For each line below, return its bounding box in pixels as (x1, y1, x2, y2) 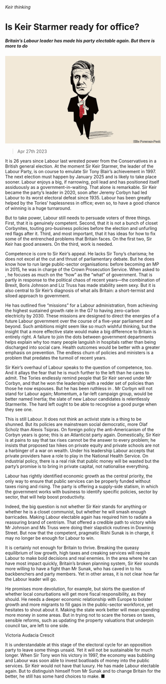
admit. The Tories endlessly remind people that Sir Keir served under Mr (5, 375, 152, 381)
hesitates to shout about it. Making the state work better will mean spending (5, 607, 160, 613)
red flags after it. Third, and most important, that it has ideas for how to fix (5, 230, 156, 237)
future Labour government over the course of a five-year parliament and (5, 318, 153, 324)
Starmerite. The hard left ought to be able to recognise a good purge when (5, 401, 157, 408)
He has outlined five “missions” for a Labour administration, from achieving (5, 302, 158, 309)
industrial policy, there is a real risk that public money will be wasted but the (5, 458, 160, 464)
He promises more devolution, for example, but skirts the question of (5, 586, 145, 592)
